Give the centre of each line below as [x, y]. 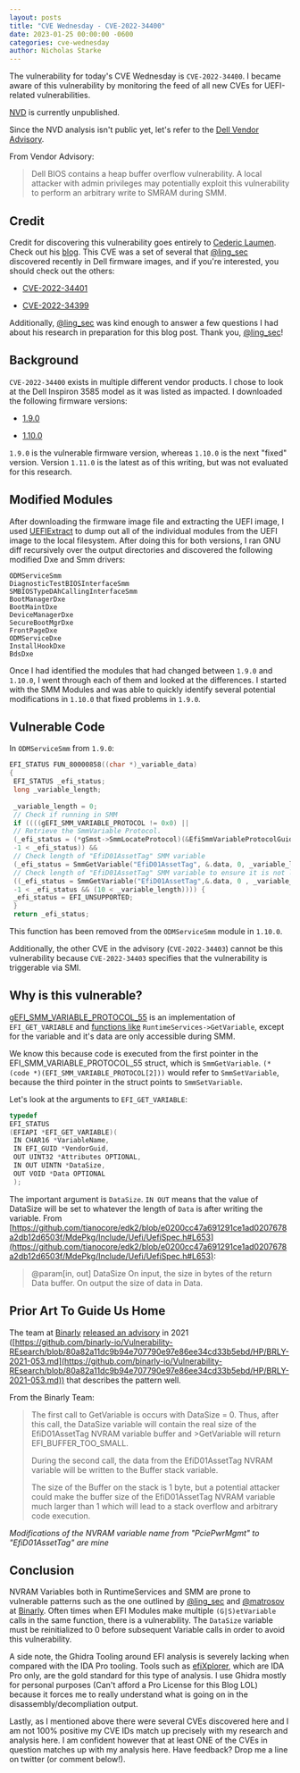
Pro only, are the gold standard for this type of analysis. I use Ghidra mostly [148, 1676]
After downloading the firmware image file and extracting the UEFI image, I [146, 521]
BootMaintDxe [33, 607]
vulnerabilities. [64, 96]
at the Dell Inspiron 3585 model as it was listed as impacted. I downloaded [146, 391]
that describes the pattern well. [124, 1380]
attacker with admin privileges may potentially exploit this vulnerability [160, 183]
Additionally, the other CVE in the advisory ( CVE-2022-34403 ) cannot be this [146, 949]
